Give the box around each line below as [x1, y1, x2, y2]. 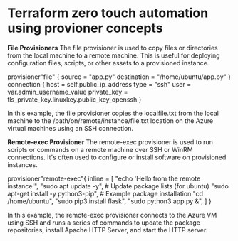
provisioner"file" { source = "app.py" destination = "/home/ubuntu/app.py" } [7, 73, 232, 81]
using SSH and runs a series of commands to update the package [7, 218, 201, 227]
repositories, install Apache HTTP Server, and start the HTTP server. [7, 225, 208, 234]
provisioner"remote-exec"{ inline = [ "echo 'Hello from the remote [7, 174, 201, 183]
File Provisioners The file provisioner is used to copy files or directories [7, 43, 219, 52]
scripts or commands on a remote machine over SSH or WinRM [7, 145, 194, 154]
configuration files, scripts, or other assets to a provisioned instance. [7, 58, 209, 67]
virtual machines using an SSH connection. [7, 124, 134, 132]
